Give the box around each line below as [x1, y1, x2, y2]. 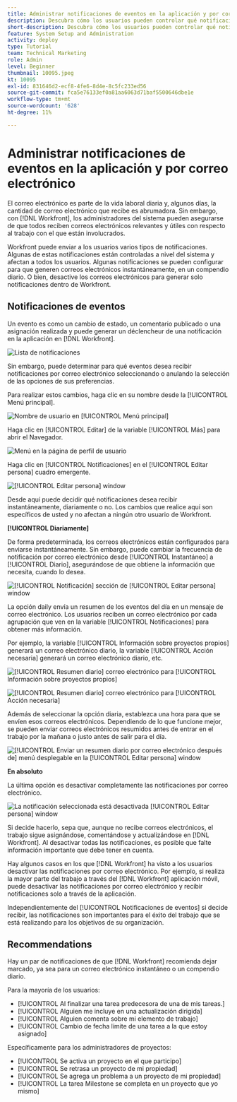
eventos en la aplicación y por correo [7, 160, 229, 177]
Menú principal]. [7, 398, 55, 406]
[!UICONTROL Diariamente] [7, 523, 90, 532]
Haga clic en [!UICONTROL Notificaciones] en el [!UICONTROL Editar [7, 460, 208, 468]
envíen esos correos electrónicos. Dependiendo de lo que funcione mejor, [7, 717, 223, 725]
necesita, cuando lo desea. [7, 567, 86, 576]
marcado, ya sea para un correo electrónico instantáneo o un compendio [7, 965, 220, 973]
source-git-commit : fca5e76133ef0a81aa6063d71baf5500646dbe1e [7, 89, 194, 96]
